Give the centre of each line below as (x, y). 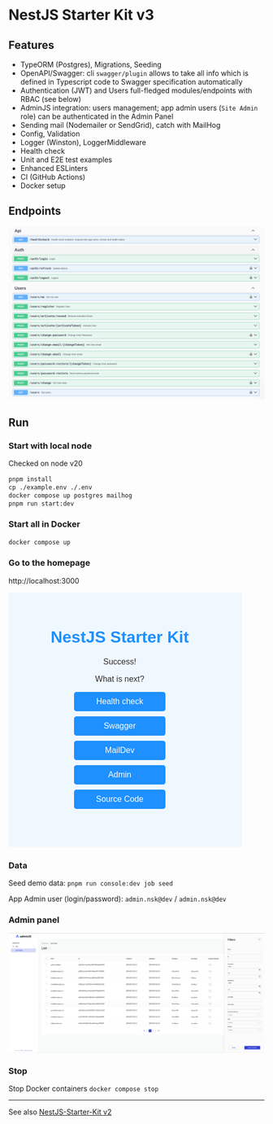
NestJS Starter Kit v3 (81, 15)
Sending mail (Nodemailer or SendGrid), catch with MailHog (120, 125)
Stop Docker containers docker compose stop (84, 1089)
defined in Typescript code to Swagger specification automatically (131, 82)
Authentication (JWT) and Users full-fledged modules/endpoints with (136, 90)
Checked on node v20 (45, 464)
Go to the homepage (50, 563)
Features (31, 45)
